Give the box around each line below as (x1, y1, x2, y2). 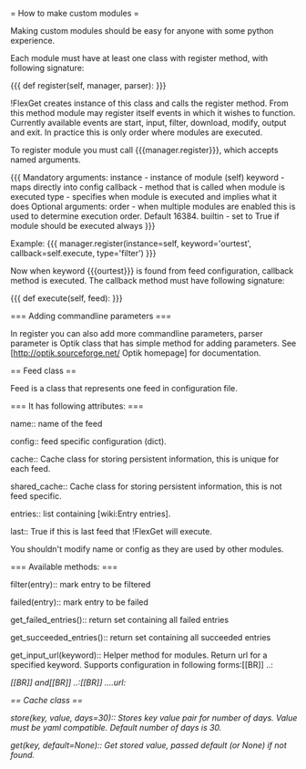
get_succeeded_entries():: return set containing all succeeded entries (10, 632, 271, 642)
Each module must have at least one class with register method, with (10, 53, 269, 63)
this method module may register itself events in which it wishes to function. (10, 108, 296, 118)
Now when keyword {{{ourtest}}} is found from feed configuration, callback (10, 265, 294, 276)
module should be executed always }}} (10, 221, 156, 231)
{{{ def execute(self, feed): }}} (10, 293, 123, 304)
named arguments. (10, 154, 81, 165)
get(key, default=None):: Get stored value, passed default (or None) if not (10, 740, 288, 751)
